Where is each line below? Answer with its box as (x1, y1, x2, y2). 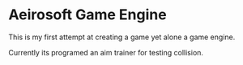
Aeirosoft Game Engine (8, 6, 168, 24)
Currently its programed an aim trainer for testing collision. (8, 47, 204, 57)
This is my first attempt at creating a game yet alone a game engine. (8, 32, 236, 42)
